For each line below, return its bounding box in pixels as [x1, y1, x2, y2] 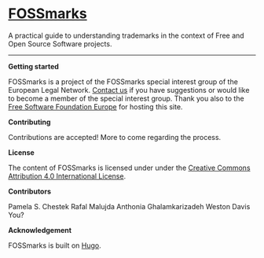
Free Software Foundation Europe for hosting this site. [8, 101, 183, 111]
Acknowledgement [8, 225, 72, 234]
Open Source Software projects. [8, 39, 112, 48]
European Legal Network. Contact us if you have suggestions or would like [8, 85, 250, 94]
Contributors [8, 186, 52, 196]
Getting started [8, 61, 59, 71]
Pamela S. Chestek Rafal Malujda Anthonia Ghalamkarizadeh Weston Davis [8, 201, 251, 211]
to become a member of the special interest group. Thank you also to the [8, 94, 245, 103]
